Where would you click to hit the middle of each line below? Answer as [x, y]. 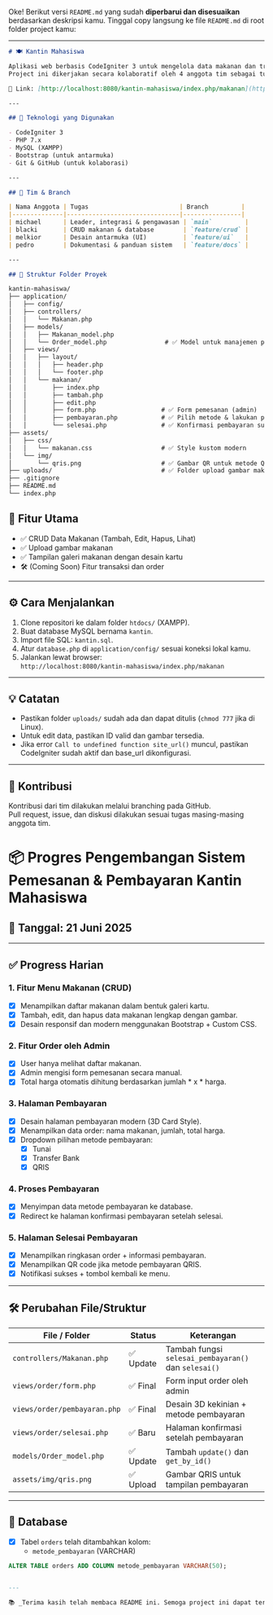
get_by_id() [188, 1461]
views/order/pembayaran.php [67, 1409]
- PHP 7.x [25, 140]
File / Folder [67, 1335]
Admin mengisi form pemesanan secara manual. [101, 1073]
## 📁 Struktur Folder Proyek [58, 274]
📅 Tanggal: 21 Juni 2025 [70, 928]
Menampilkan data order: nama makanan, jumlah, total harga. [123, 1130]
